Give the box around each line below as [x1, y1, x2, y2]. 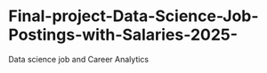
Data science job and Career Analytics [8, 54, 149, 64]
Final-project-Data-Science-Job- [8, 6, 259, 26]
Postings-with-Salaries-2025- [8, 25, 238, 45]
